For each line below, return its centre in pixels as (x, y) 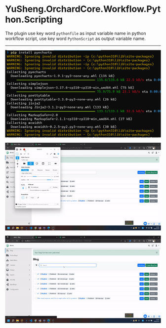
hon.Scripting (34, 20)
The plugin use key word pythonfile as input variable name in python (76, 33)
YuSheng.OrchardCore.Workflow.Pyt (83, 9)
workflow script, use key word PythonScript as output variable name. (75, 39)
